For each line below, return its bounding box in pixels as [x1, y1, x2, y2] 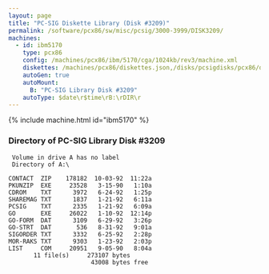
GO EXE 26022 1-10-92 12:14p [8, 209, 152, 217]
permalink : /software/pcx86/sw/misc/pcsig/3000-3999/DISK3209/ [8, 26, 224, 34]
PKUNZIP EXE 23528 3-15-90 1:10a [8, 181, 152, 189]
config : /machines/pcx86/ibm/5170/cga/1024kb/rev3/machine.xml [22, 57, 239, 65]
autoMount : [22, 78, 59, 86]
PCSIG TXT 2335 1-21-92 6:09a [8, 202, 152, 210]
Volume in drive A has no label [11, 153, 120, 161]
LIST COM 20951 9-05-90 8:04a [8, 244, 152, 252]
